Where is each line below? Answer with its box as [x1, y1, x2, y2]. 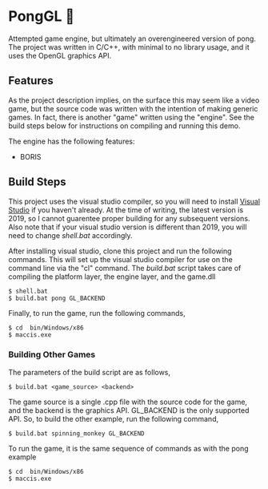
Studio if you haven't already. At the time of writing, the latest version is [8, 204, 244, 215]
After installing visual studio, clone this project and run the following [8, 246, 232, 256]
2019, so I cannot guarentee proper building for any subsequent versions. [8, 213, 250, 223]
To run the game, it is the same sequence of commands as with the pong [8, 443, 250, 453]
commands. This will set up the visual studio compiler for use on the [8, 254, 234, 264]
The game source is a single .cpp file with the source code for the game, [8, 397, 248, 406]
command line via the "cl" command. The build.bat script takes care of [8, 263, 242, 273]
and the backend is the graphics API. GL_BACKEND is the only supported [8, 405, 250, 415]
